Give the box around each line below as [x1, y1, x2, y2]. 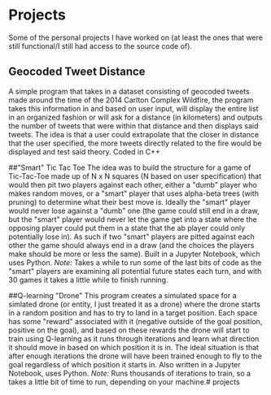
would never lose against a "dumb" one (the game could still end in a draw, [8, 206, 260, 215]
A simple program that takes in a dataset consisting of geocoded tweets [8, 86, 250, 96]
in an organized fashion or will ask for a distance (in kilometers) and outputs [8, 112, 263, 122]
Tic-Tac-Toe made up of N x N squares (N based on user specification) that [8, 171, 262, 180]
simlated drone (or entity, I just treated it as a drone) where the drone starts [8, 299, 260, 309]
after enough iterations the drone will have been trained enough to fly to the [8, 351, 262, 361]
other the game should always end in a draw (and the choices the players [8, 240, 255, 250]
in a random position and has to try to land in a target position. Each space [8, 307, 258, 318]
